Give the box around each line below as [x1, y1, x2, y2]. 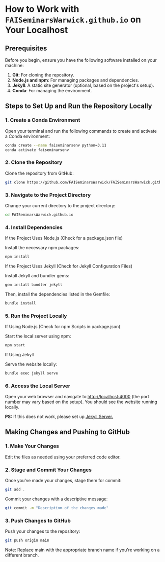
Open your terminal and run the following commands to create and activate [5, 128, 157, 134]
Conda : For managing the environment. [12, 88, 92, 93]
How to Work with [5, 3, 80, 15]
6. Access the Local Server [5, 382, 71, 389]
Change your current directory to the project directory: [5, 202, 116, 208]
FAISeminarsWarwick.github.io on [5, 14, 141, 25]
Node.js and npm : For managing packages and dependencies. [12, 77, 139, 83]
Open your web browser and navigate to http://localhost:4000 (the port [5, 394, 150, 400]
